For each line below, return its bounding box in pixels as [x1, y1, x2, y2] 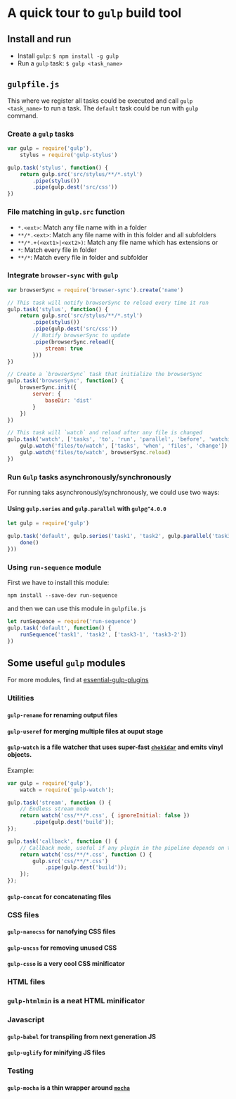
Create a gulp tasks [7, 129, 74, 139]
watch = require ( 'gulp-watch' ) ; [20, 786, 114, 793]
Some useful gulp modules [7, 657, 126, 670]
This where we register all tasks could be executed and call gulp [7, 96, 193, 105]
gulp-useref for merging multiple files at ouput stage [7, 727, 164, 735]
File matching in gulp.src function [7, 207, 125, 217]
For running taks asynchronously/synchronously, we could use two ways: [7, 488, 220, 497]
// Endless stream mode [20, 805, 90, 812]
